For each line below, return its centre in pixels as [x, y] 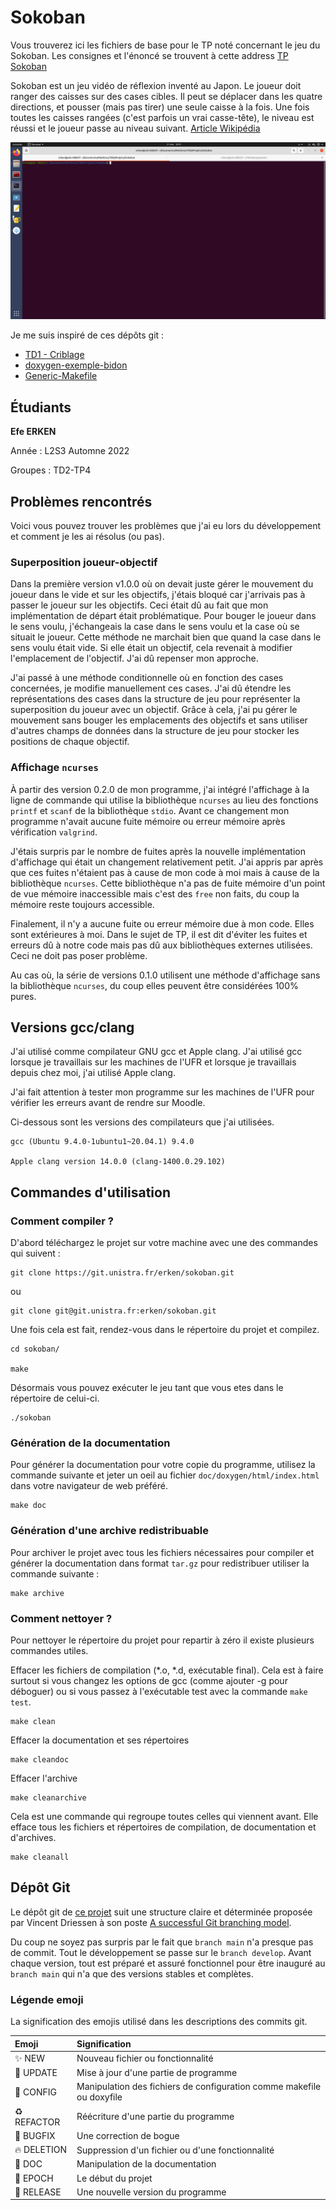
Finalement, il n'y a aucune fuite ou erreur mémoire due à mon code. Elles [162, 923]
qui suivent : [35, 1253]
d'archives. [33, 1838]
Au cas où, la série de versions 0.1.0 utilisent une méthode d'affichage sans [165, 975]
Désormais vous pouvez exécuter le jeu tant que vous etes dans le [147, 1388]
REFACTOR [37, 2122]
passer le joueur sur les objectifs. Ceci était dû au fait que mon [139, 605]
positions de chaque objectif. [70, 742]
